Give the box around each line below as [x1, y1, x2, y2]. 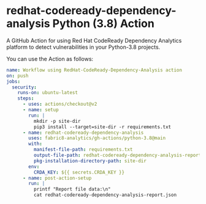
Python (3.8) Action [52, 16, 154, 31]
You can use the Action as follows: [6, 55, 94, 62]
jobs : [6, 78, 20, 84]
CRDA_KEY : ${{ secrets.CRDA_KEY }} [33, 169, 124, 175]
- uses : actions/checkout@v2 [22, 101, 97, 107]
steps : [17, 95, 34, 101]
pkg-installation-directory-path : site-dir [33, 158, 147, 164]
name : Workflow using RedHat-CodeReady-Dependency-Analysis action [6, 67, 183, 73]
